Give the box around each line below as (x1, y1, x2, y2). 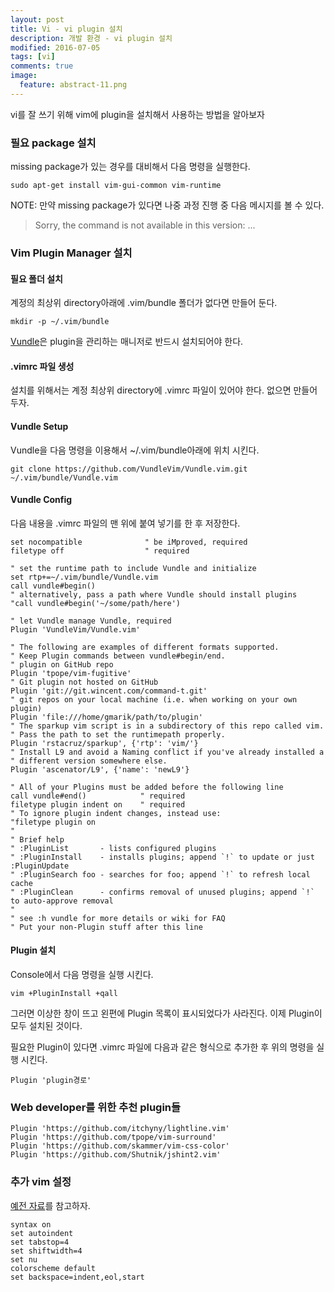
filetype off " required (10, 546, 190, 556)
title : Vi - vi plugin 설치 (10, 24, 123, 34)
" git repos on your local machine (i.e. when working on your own (10, 694, 298, 705)
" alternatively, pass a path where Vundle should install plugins (10, 589, 298, 600)
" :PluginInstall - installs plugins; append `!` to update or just (10, 852, 315, 862)
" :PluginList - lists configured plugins (10, 843, 217, 853)
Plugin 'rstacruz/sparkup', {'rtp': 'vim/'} (10, 738, 199, 748)
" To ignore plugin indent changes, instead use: (10, 808, 222, 818)
